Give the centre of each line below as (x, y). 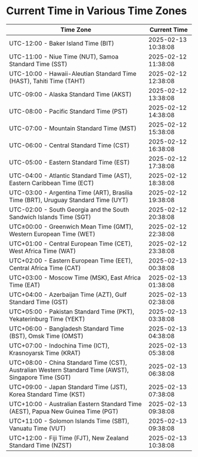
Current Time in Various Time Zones (97, 11)
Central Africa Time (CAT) (45, 268)
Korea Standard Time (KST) (47, 394)
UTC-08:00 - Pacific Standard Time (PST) (68, 111)
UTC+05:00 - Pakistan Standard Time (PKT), (72, 312)
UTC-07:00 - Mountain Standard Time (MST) (73, 128)
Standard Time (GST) (39, 302)
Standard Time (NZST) (40, 445)
